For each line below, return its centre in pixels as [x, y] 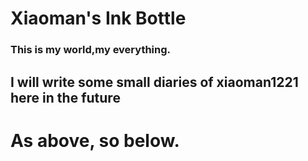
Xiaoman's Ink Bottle [98, 18]
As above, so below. [95, 140]
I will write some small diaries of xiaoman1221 [154, 82]
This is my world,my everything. [91, 50]
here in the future [65, 97]
